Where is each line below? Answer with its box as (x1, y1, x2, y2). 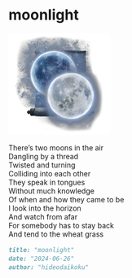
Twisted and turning (8, 160, 76, 170)
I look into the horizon (8, 203, 81, 213)
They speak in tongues (8, 177, 86, 187)
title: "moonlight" (8, 245, 75, 254)
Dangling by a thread (8, 151, 79, 161)
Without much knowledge (8, 185, 95, 196)
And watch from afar (8, 211, 78, 221)
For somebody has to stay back (8, 220, 114, 230)
